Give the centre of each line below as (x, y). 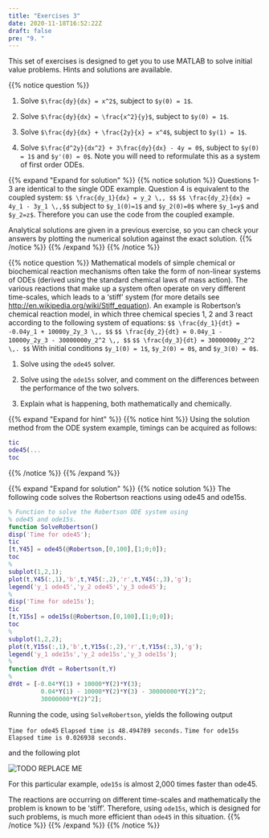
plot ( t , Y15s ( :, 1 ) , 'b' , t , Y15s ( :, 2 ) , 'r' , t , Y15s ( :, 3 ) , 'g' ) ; (106, 646)
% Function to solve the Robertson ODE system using (98, 512)
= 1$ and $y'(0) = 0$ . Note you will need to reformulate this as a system (140, 156)
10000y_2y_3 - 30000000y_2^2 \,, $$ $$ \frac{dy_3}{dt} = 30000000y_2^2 (132, 341)
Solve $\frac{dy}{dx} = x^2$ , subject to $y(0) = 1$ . (106, 101)
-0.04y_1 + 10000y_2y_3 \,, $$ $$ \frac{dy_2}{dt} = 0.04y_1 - (116, 332)
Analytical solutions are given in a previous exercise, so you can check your (134, 230)
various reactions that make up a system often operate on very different (127, 289)
